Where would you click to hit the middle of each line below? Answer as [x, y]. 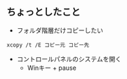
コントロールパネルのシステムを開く [69, 59]
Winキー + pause [52, 68]
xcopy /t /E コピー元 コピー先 [48, 45]
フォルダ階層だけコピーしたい [60, 30]
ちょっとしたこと [44, 12]
